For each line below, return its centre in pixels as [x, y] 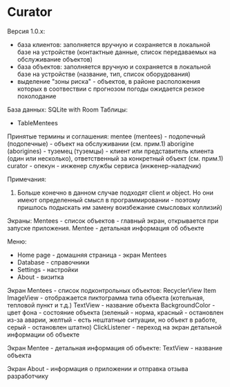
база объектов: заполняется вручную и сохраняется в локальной [114, 66]
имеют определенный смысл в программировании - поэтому [108, 200]
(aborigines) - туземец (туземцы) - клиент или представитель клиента [111, 151]
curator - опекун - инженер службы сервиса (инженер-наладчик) [104, 165]
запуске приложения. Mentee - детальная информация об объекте [106, 228]
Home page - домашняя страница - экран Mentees [92, 255]
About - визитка [40, 277]
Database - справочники [53, 262]
